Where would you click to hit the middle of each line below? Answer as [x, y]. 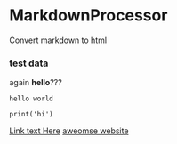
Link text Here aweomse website [69, 131]
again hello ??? [36, 83]
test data [29, 63]
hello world [31, 99]
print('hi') [31, 115]
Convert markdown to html [58, 40]
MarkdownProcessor [88, 16]
